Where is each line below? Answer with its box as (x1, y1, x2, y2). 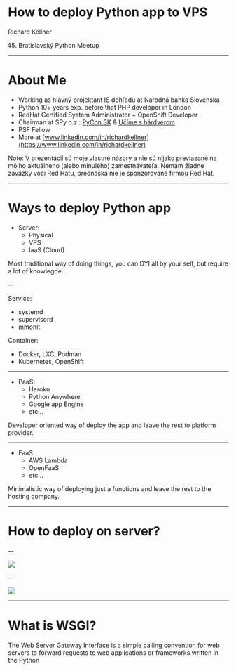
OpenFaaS (28, 463, 59, 471)
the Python (8, 656, 40, 664)
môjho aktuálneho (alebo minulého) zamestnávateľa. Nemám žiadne (8, 161, 204, 169)
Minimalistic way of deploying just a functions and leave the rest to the (8, 484, 211, 493)
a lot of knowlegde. (8, 266, 64, 275)
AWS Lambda (28, 456, 69, 464)
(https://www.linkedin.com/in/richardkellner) (18, 140, 146, 148)
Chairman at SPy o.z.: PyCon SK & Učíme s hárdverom (18, 117, 176, 126)
